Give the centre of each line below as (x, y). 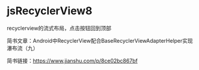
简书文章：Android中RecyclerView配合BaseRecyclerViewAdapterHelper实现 (100, 40)
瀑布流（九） (22, 48)
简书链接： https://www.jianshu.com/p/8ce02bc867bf (72, 61)
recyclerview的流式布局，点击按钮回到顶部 (59, 28)
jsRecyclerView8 (50, 11)
